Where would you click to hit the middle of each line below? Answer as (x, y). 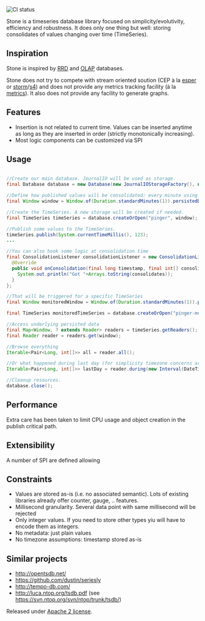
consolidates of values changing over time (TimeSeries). (77, 34)
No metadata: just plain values (53, 533)
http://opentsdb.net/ (41, 574)
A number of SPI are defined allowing (53, 460)
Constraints (29, 479)
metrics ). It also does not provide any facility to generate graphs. (88, 93)
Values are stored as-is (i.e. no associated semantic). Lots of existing (102, 494)
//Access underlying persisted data (53, 324)
